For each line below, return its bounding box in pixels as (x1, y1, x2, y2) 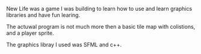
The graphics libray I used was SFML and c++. (6, 41, 122, 48)
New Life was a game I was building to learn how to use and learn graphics (6, 5, 193, 12)
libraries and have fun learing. (6, 11, 80, 19)
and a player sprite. (6, 29, 54, 37)
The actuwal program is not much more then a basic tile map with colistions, (6, 23, 196, 30)
